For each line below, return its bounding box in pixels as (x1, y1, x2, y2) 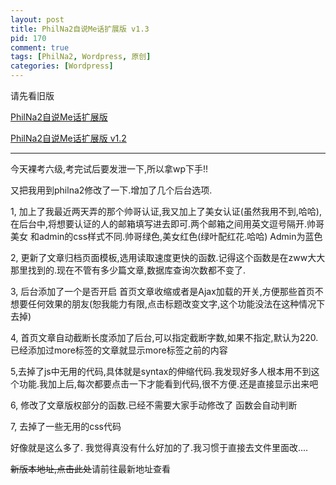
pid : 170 (10, 33, 47, 43)
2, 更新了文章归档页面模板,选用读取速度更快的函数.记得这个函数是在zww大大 (10, 252, 326, 263)
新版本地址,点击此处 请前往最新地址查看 (10, 463, 172, 475)
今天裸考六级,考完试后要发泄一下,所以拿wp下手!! (10, 163, 209, 175)
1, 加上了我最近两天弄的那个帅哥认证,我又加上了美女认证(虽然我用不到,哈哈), (10, 206, 322, 217)
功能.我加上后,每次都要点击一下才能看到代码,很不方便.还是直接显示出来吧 (18, 378, 319, 390)
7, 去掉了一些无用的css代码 (10, 421, 122, 432)
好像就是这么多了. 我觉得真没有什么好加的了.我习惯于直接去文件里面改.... (10, 442, 309, 453)
